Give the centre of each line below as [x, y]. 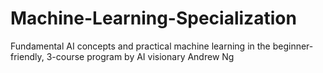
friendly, [27, 56]
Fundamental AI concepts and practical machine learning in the [140, 46]
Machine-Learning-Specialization [153, 18]
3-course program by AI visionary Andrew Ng [140, 56]
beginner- [293, 46]
